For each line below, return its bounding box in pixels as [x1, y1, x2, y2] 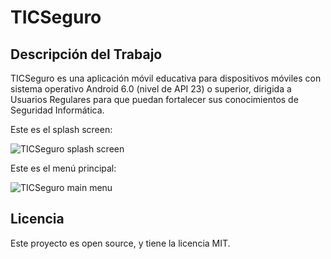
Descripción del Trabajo [10, 46, 163, 63]
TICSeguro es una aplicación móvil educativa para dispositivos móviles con [10, 72, 322, 84]
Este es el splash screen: [10, 124, 113, 135]
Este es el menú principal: [10, 162, 117, 174]
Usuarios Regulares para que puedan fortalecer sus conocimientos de [10, 94, 299, 105]
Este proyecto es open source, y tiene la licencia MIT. [10, 237, 231, 249]
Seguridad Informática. [10, 104, 105, 116]
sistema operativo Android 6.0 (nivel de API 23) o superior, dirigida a [10, 83, 292, 95]
